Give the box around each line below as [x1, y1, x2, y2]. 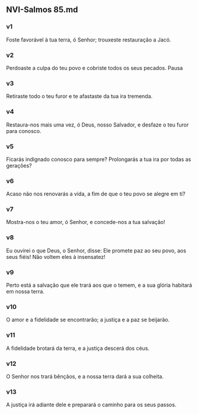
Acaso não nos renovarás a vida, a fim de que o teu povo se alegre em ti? [6, 190, 186, 198]
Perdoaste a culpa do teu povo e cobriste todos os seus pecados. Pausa [6, 64, 183, 71]
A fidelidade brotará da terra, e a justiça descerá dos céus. [6, 345, 150, 352]
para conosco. [6, 127, 41, 134]
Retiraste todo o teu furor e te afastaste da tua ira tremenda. [6, 93, 153, 100]
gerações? [6, 162, 32, 169]
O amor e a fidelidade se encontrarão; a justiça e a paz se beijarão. [6, 316, 170, 323]
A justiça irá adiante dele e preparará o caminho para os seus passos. [6, 401, 177, 409]
